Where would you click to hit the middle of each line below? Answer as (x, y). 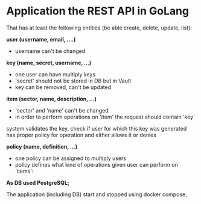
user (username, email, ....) (41, 39)
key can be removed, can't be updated (63, 87)
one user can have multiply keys (55, 74)
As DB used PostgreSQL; (38, 182)
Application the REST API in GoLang (97, 11)
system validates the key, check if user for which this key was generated (97, 128)
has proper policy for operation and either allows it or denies (81, 135)
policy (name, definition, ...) (42, 146)
